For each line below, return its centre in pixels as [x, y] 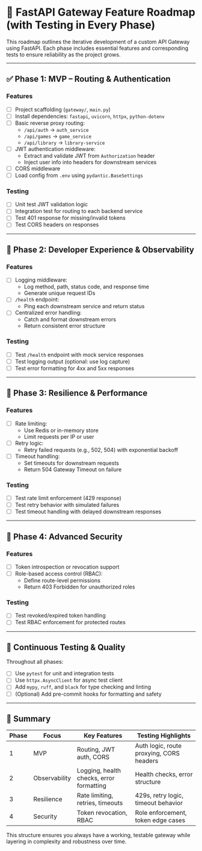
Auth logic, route [158, 746]
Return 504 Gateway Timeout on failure [73, 469]
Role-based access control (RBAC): [59, 574]
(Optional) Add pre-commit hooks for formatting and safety [88, 694]
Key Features [103, 735]
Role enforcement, [161, 813]
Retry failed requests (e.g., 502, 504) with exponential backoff [101, 450]
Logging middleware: [41, 280]
